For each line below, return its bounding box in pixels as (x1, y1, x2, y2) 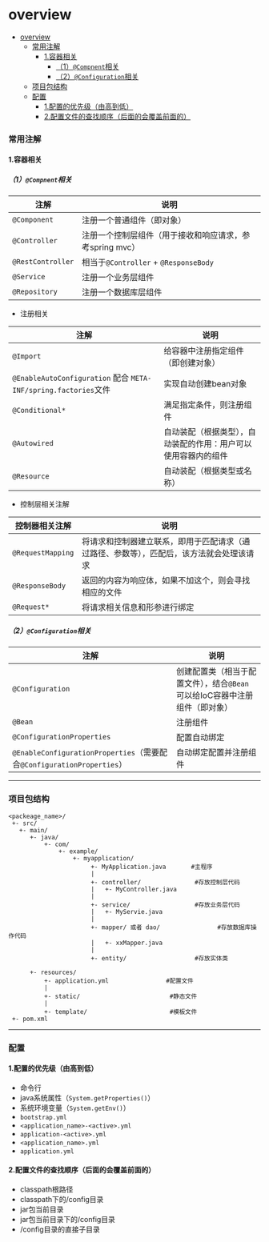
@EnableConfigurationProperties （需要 (12, 747, 160, 758)
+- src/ (11, 819, 38, 827)
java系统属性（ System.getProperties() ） (19, 1092, 155, 1102)
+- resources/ (29, 968, 78, 976)
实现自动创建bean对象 (163, 379, 247, 390)
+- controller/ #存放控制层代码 (90, 878, 240, 886)
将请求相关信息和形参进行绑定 (81, 602, 195, 613)
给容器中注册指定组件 (163, 346, 244, 357)
